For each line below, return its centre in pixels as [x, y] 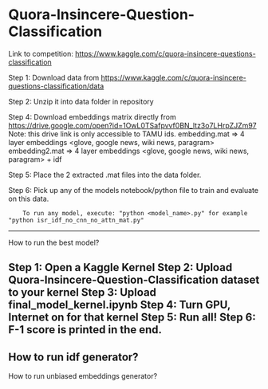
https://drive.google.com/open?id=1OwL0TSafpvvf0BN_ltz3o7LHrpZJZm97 [132, 125]
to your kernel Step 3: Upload [83, 293]
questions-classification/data [56, 86]
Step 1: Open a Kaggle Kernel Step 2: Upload [120, 267]
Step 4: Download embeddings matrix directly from [93, 116]
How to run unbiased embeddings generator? [83, 376]
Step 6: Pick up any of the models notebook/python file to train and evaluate [134, 190]
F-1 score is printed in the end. [85, 330]
